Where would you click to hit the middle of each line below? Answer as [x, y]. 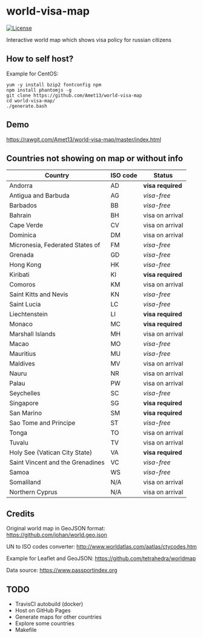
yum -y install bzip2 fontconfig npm [54, 85]
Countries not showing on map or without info [95, 158]
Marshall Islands [32, 334]
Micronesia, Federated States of [55, 245]
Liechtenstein [28, 314]
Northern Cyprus [33, 492]
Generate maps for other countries [58, 617]
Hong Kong [25, 265]
